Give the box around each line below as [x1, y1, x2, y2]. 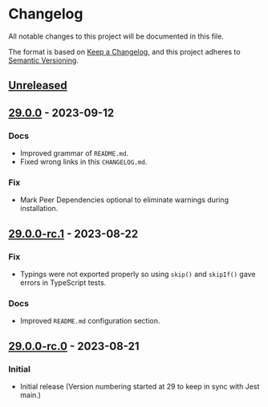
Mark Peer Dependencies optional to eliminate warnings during [19, 195, 229, 205]
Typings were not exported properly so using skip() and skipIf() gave [19, 270, 256, 279]
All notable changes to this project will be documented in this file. [8, 31, 225, 41]
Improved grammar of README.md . [19, 149, 129, 158]
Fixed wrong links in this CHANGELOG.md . [19, 157, 148, 167]
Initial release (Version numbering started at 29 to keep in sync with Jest [19, 381, 260, 391]
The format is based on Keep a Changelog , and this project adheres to [8, 47, 241, 56]
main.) [19, 390, 42, 400]
